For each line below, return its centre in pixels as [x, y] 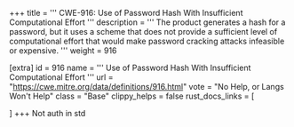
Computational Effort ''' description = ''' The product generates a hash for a [147, 22]
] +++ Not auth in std [48, 113]
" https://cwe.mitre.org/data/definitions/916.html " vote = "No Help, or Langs [147, 87]
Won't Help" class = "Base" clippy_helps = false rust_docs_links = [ [132, 96]
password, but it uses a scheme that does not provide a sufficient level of [143, 32]
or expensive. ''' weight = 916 [63, 51]
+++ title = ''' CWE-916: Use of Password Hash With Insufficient [126, 13]
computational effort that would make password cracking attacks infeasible [147, 41]
